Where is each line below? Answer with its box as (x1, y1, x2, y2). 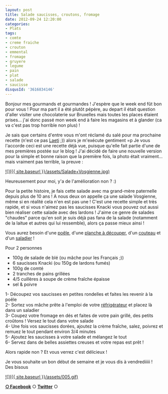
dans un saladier (5, 307, 40, 313)
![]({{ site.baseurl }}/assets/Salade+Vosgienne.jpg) (5, 168, 110, 174)
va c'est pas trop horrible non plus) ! (5, 122, 80, 128)
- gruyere (5, 59, 26, 64)
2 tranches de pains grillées (12, 270, 70, 277)
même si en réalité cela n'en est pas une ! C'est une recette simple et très (5, 198, 157, 204)
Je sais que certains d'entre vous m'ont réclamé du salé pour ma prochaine (5, 132, 161, 138)
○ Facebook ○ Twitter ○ (5, 383, 58, 389)
